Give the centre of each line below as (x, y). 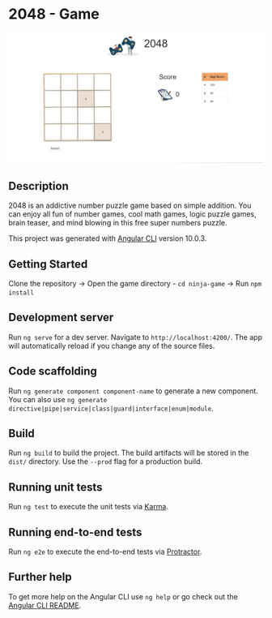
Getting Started (48, 264)
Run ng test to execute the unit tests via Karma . (88, 507)
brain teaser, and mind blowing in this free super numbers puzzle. (118, 223)
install (21, 293)
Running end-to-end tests (75, 532)
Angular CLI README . (45, 605)
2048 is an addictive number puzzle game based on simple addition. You (130, 206)
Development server (61, 318)
